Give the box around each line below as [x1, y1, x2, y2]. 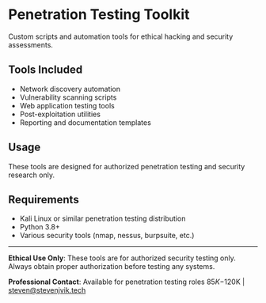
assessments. [8, 40, 54, 49]
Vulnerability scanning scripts [19, 93, 117, 102]
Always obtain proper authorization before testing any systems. [8, 262, 215, 271]
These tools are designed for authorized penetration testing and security [8, 161, 245, 171]
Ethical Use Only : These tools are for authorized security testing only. [8, 253, 236, 263]
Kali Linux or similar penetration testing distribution [19, 214, 186, 223]
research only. [8, 170, 55, 180]
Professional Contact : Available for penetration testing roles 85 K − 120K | [8, 277, 245, 286]
